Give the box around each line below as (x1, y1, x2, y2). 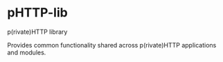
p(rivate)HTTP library (7, 28, 68, 36)
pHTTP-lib (7, 5, 68, 21)
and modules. (7, 48, 46, 56)
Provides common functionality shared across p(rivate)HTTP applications (7, 41, 217, 49)
